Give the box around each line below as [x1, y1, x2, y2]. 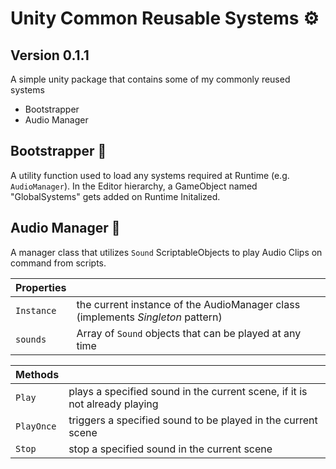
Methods [15, 367, 60, 381]
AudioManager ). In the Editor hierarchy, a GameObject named [10, 180, 258, 192]
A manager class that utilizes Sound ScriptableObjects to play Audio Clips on [10, 246, 323, 258]
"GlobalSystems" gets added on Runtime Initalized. [10, 190, 221, 202]
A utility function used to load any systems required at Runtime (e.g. [10, 169, 290, 181]
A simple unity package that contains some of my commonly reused [10, 73, 291, 85]
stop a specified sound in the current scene [68, 442, 273, 456]
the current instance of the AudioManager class [76, 297, 301, 311]
